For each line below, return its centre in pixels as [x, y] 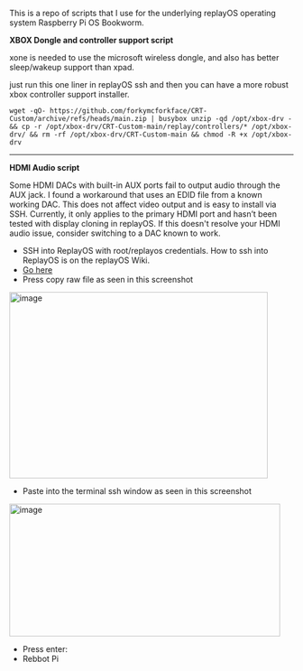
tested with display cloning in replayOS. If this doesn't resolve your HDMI [145, 224]
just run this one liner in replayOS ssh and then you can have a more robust [149, 84]
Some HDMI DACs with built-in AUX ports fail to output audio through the [145, 185]
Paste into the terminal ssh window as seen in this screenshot [137, 491]
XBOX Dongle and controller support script [92, 40]
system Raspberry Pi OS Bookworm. [77, 23]
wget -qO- [28, 111]
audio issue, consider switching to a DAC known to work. [115, 233]
